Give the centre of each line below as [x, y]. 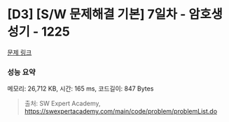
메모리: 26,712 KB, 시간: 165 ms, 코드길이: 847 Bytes [81, 89]
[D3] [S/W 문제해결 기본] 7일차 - [97, 14]
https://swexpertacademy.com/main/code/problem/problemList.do [121, 112]
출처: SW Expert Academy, [62, 104]
